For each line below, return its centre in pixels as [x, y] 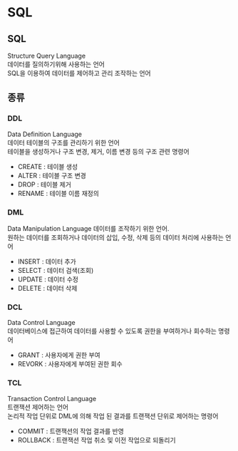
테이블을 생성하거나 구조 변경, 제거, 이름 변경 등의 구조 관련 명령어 [99, 151]
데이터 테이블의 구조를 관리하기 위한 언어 [63, 142]
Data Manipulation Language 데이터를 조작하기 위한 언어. [88, 228]
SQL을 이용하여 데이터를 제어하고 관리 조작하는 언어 [79, 73]
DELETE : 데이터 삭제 [47, 288]
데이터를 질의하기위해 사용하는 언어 [56, 64]
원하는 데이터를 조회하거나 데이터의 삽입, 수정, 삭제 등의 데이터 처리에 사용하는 [116, 237]
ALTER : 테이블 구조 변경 [52, 175]
